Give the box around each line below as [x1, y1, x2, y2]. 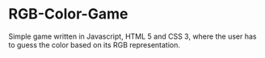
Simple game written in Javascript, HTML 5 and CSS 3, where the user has [8, 31, 257, 41]
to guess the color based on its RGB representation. [8, 39, 180, 49]
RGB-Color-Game [8, 5, 128, 23]
